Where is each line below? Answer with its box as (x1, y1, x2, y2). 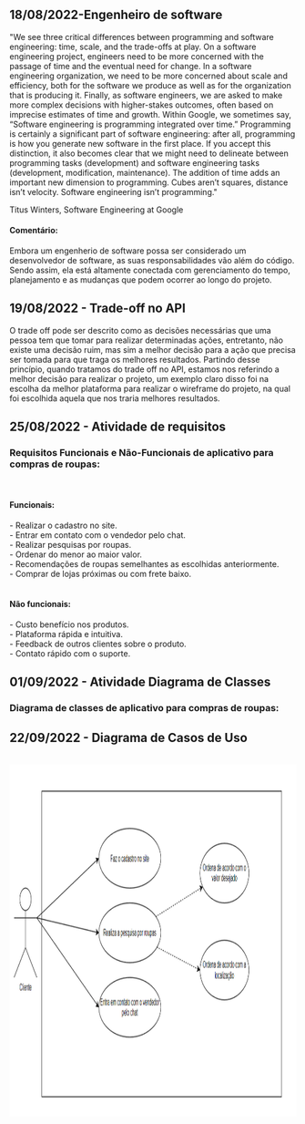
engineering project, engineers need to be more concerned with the (9, 50, 264, 62)
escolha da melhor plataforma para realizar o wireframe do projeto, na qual (9, 383, 291, 394)
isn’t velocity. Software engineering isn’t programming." (9, 186, 219, 197)
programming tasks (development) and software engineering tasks (9, 157, 260, 168)
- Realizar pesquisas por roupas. (9, 539, 132, 550)
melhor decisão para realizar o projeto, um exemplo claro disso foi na (9, 373, 269, 384)
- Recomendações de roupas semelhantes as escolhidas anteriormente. (9, 558, 280, 569)
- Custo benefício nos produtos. (9, 619, 129, 630)
